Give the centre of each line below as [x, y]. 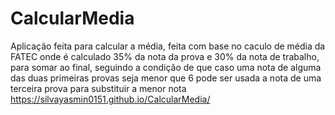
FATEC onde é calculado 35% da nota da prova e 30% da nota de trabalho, [165, 56]
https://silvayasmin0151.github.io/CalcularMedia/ [110, 99]
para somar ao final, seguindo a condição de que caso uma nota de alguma [166, 67]
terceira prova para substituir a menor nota [98, 88]
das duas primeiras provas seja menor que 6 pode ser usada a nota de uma [166, 78]
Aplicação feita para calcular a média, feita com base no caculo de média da [168, 46]
